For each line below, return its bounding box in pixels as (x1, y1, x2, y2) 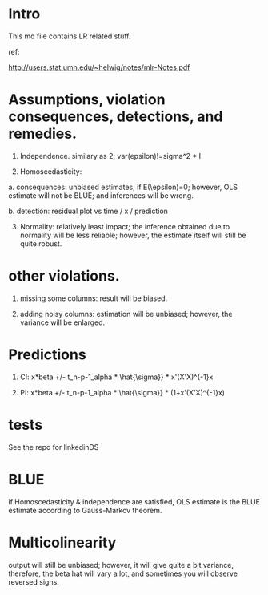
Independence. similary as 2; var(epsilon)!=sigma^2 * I (19, 151, 202, 160)
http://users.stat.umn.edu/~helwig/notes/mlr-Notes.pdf (8, 62, 190, 72)
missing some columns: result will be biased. (19, 293, 168, 303)
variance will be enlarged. (19, 318, 106, 327)
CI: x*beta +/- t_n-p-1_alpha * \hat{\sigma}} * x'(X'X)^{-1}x (19, 372, 214, 382)
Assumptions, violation (8, 91, 166, 109)
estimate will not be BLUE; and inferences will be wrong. (8, 190, 194, 200)
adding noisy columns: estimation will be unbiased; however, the (19, 309, 233, 318)
